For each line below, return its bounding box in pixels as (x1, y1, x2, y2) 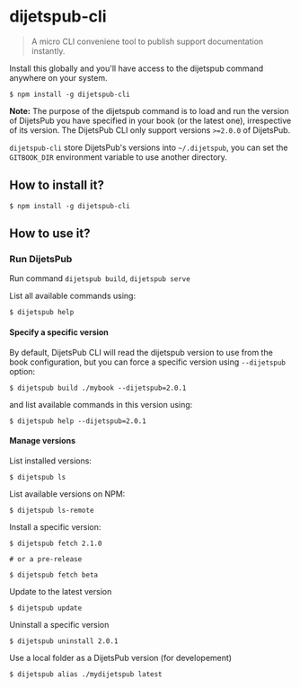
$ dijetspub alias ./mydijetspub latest (9, 669, 163, 679)
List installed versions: (9, 455, 93, 466)
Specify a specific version (9, 327, 110, 338)
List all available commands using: (9, 290, 137, 302)
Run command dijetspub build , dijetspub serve (9, 273, 190, 284)
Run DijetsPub (9, 253, 73, 266)
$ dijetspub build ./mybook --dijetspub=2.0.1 (9, 384, 187, 393)
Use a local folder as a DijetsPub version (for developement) (9, 652, 232, 663)
